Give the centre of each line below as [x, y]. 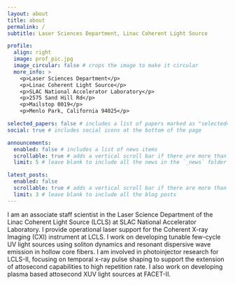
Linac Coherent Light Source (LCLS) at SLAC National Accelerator [102, 222]
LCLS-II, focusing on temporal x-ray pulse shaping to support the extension [116, 259]
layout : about [28, 14]
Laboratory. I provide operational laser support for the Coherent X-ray [108, 229]
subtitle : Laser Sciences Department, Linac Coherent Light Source [108, 33]
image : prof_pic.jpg [43, 59]
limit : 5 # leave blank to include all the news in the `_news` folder [120, 162]
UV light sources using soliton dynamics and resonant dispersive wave [109, 244]
